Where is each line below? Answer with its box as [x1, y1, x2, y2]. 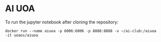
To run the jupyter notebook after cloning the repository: [5, 19, 118, 25]
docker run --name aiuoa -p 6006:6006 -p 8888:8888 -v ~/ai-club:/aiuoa [5, 28, 157, 33]
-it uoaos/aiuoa [5, 33, 38, 38]
